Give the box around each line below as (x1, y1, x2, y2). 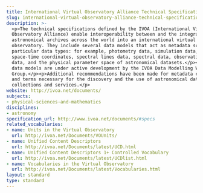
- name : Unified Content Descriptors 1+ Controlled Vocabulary (6, 149, 169, 155)
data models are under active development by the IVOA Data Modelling (11, 65, 193, 71)
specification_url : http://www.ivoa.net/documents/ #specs (6, 116, 155, 122)
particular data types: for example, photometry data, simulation (11, 48, 182, 54)
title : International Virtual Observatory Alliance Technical (6, 8, 166, 15)
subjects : (6, 93, 31, 99)
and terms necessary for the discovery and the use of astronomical (11, 76, 188, 82)
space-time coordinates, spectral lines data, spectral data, (11, 54, 172, 60)
